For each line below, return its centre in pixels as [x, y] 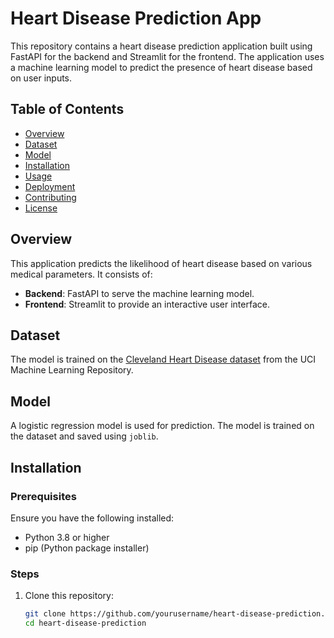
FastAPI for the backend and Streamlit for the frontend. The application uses [167, 56]
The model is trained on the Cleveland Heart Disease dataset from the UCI [163, 359]
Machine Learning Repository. [72, 370]
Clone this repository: [69, 596]
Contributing [50, 197]
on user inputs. [41, 78]
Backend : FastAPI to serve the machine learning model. [139, 293]
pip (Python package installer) [87, 548]
